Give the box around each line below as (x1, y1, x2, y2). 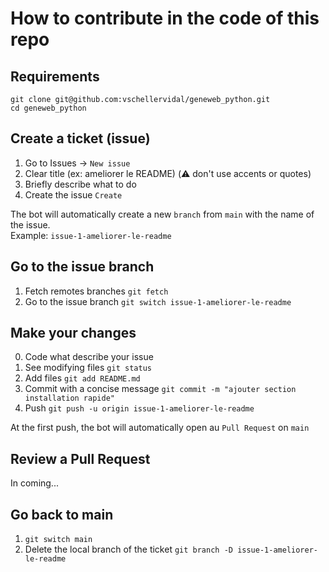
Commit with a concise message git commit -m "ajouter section (24, 383, 297, 395)
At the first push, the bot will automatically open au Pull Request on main (10, 422, 310, 434)
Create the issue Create (24, 188, 123, 201)
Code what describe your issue (24, 351, 154, 363)
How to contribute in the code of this (10, 7, 320, 30)
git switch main (24, 535, 93, 545)
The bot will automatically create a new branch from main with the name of (10, 208, 315, 220)
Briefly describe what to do (24, 178, 137, 190)
